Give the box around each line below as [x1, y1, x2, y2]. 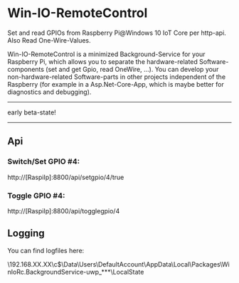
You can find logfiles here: [7, 246, 85, 255]
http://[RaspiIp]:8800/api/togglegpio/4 [7, 206, 120, 215]
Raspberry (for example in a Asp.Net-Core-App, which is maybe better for [7, 80, 224, 88]
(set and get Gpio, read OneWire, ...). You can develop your [46, 65, 219, 73]
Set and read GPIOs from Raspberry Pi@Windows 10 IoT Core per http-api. [7, 28, 226, 37]
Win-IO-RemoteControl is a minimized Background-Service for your [7, 50, 206, 58]
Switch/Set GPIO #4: [7, 156, 80, 166]
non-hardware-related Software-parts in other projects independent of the [7, 73, 226, 81]
